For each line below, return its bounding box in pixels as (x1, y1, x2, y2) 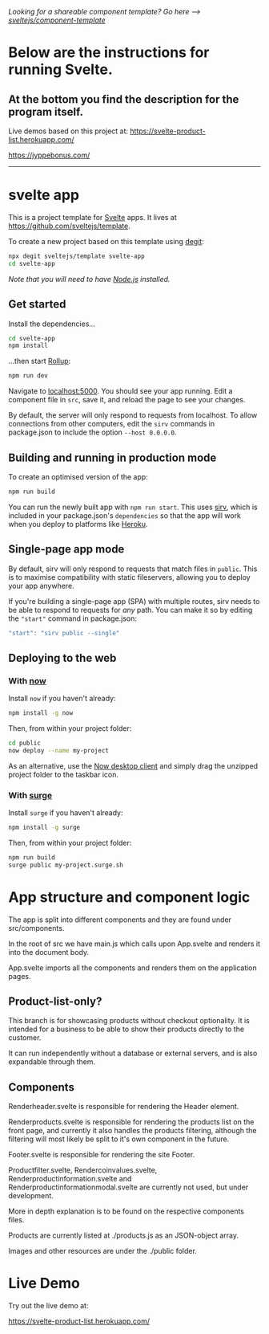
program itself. (8, 104, 84, 119)
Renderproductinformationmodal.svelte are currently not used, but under (8, 1182, 249, 1192)
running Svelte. (8, 60, 114, 79)
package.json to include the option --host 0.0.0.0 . (8, 427, 177, 437)
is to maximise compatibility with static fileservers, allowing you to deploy (8, 572, 251, 581)
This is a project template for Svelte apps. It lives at (8, 212, 178, 222)
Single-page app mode (8, 542, 125, 557)
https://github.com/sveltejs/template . (8, 221, 130, 230)
